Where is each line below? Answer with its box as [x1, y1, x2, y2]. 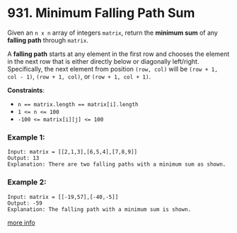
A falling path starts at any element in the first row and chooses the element [7, 50, 230, 58]
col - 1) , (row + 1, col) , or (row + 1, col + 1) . [7, 72, 151, 81]
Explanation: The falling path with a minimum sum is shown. [7, 205, 192, 213]
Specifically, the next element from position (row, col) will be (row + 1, [7, 64, 218, 73]
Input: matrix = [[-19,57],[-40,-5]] [7, 193, 119, 200]
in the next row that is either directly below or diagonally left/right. [7, 57, 200, 65]
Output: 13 [7, 154, 40, 162]
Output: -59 [7, 200, 42, 207]
